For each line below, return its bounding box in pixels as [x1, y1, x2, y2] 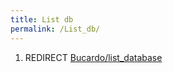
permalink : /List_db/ [10, 24, 101, 34]
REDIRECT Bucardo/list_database [24, 51, 163, 63]
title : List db [10, 14, 74, 25]
